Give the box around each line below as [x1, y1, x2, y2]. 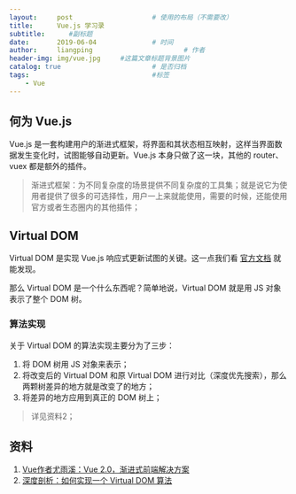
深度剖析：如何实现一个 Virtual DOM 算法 [21, 475, 173, 486]
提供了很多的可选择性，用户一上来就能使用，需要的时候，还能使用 [46, 191, 288, 202]
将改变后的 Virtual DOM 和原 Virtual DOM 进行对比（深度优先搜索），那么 [21, 369, 287, 381]
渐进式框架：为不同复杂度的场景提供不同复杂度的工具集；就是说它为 [30, 180, 280, 190]
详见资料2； [30, 411, 75, 421]
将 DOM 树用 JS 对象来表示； [21, 359, 129, 369]
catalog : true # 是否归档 [9, 63, 187, 72]
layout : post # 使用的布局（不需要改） [9, 12, 233, 22]
